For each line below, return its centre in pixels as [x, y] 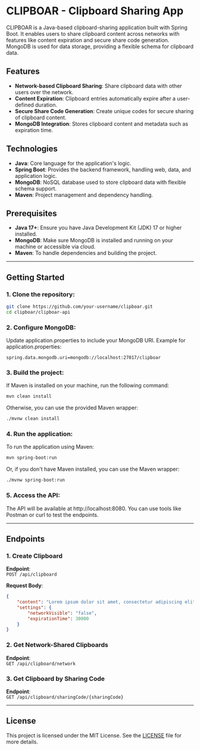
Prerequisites [32, 213]
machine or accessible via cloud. [55, 247]
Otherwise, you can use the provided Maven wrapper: [72, 408]
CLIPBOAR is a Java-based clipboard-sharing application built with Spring [97, 27]
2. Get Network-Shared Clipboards [57, 645]
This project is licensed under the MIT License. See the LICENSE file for [94, 735]
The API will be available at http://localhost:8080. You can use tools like [94, 508]
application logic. [36, 176]
